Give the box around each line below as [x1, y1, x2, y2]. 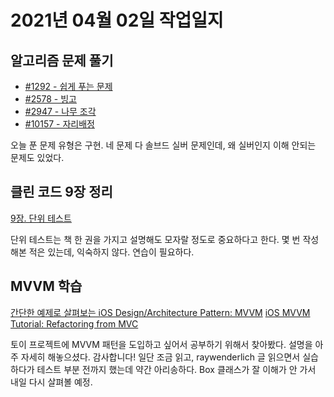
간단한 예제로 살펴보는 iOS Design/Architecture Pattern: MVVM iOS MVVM [10, 306, 311, 318]
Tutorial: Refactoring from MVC [10, 317, 139, 330]
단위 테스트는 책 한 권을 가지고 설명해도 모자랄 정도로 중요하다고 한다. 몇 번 [10, 233, 301, 245]
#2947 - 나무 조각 [24, 106, 97, 117]
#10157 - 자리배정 [24, 118, 95, 130]
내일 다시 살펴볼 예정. [10, 376, 93, 388]
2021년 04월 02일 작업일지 [10, 9, 224, 32]
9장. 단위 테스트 [10, 212, 72, 224]
